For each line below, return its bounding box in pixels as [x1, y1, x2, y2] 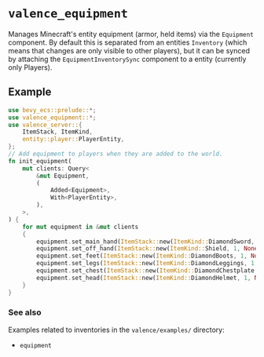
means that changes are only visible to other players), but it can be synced [8, 46, 250, 55]
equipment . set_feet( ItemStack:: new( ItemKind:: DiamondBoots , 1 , [36, 252, 247, 260]
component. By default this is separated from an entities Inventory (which [8, 38, 247, 47]
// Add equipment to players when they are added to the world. [8, 150, 223, 158]
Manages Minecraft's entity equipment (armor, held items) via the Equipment [8, 29, 254, 38]
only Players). [8, 62, 53, 72]
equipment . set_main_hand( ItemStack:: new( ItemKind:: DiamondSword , [36, 238, 255, 246]
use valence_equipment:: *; [8, 113, 97, 122]
